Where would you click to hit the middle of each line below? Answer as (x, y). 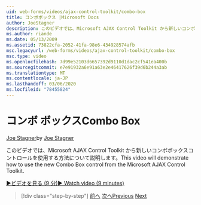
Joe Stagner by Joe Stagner (40, 137)
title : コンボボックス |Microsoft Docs (53, 17)
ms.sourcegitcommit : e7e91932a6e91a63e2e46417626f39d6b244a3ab (87, 67)
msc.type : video (26, 56)
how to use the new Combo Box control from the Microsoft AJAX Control (96, 164)
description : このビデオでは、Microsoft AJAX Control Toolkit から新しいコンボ (101, 28)
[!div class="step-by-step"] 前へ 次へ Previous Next (84, 195)
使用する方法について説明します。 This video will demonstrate (113, 157)
